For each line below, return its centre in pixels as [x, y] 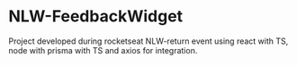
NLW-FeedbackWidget [96, 16]
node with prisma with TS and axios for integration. [103, 50]
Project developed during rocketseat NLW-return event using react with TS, [148, 41]
